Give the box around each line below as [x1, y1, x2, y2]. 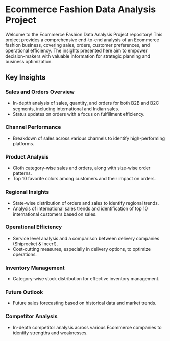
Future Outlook [5, 288, 43, 296]
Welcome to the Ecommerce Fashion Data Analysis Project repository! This [5, 31, 163, 37]
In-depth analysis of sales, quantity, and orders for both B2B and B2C [12, 100, 159, 106]
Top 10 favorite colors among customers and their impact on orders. [12, 176, 156, 182]
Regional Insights [5, 189, 50, 196]
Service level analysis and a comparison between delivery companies [12, 235, 160, 241]
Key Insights [5, 73, 46, 82]
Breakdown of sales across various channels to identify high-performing [12, 135, 165, 141]
